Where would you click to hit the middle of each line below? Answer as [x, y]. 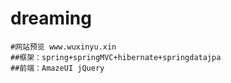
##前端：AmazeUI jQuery [57, 68]
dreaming [51, 18]
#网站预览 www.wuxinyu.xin [63, 47]
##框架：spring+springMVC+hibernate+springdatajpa [116, 57]
